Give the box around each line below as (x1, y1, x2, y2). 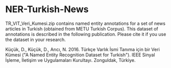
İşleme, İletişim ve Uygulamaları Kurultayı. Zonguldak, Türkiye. (5, 57, 136, 63)
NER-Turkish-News (5, 4, 89, 15)
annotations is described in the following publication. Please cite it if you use (5, 31, 166, 37)
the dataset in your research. (5, 37, 66, 43)
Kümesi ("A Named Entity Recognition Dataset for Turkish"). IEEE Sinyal (5, 52, 155, 58)
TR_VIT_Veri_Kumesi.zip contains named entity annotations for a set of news (5, 20, 166, 26)
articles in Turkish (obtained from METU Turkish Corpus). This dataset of (5, 25, 158, 31)
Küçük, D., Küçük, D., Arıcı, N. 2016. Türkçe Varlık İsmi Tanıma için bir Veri (5, 46, 160, 52)
